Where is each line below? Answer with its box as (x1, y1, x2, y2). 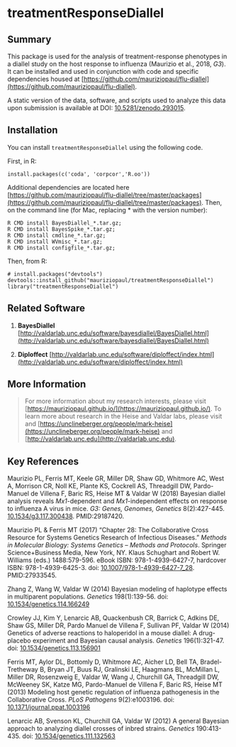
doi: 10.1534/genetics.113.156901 (7, 644, 101, 652)
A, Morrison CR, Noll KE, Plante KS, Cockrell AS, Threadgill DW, (7, 482, 193, 490)
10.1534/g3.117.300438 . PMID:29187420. (7, 512, 125, 520)
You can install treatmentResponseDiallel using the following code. (7, 143, 203, 151)
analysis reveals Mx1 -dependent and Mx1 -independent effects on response (7, 497, 228, 505)
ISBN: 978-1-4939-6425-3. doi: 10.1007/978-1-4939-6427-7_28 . (7, 564, 195, 572)
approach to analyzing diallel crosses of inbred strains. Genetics (7, 724, 195, 733)
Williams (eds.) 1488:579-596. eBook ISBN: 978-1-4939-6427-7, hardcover (7, 556, 227, 564)
